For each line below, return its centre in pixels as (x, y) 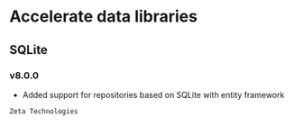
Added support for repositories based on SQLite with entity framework (153, 94)
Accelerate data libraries (104, 17)
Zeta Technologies (44, 111)
